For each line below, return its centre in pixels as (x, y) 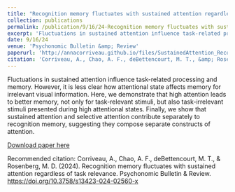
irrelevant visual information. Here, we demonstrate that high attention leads (117, 94)
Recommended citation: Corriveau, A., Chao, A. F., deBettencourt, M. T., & (114, 158)
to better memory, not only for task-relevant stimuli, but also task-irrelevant (115, 102)
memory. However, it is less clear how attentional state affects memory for (114, 87)
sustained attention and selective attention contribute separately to (104, 116)
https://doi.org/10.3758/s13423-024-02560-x (73, 181)
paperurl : (22, 53)
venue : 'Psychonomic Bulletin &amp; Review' (73, 46)
